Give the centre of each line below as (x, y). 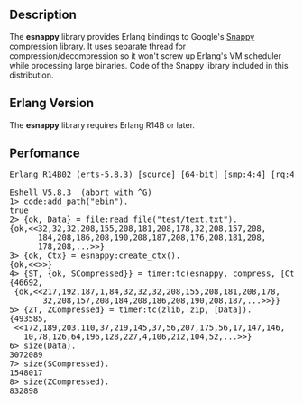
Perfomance (45, 154)
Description (43, 15)
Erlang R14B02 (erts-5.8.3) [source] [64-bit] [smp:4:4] (138, 174)
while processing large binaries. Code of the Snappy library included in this (149, 65)
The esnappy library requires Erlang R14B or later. (102, 124)
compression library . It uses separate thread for (98, 46)
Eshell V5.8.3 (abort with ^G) (81, 192)
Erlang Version (52, 103)
